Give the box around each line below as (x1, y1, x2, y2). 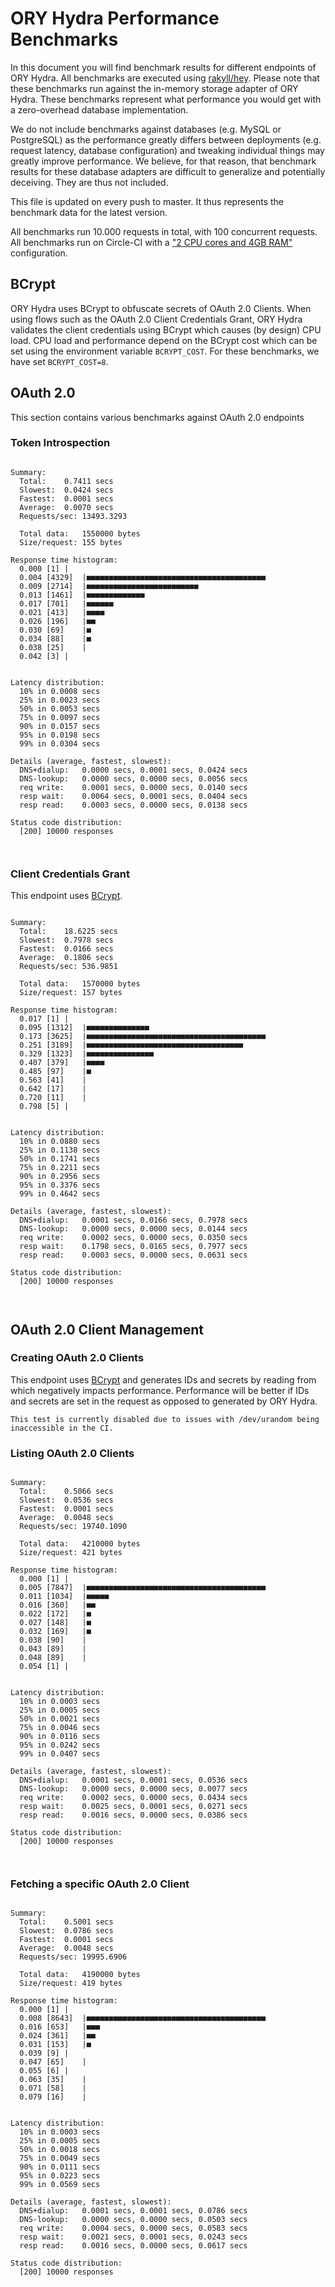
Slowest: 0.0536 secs (19, 1495, 114, 1506)
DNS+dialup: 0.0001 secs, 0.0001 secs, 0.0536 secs (19, 1775, 248, 1786)
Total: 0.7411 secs (19, 476, 114, 486)
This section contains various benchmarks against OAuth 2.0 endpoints (10, 411, 305, 423)
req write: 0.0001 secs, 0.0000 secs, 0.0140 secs (19, 782, 248, 792)
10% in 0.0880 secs (19, 1137, 101, 1147)
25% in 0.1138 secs (19, 1145, 101, 1156)
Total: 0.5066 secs (19, 1487, 114, 1497)
